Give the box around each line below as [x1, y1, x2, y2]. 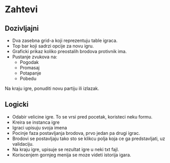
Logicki [5, 100, 29, 109]
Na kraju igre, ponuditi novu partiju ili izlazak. [5, 85, 100, 91]
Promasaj [19, 65, 40, 71]
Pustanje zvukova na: [12, 54, 57, 60]
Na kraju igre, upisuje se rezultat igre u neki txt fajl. [12, 146, 119, 152]
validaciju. [12, 141, 34, 147]
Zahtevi [5, 4, 38, 15]
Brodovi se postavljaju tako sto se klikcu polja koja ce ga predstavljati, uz [12, 135, 165, 142]
